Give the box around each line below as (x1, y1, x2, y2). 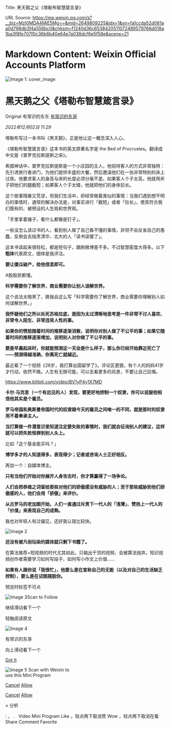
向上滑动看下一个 (5, 647, 41, 653)
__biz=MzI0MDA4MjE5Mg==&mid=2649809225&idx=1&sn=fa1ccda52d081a (5, 20, 164, 26)
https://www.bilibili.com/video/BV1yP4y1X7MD (5, 378, 102, 385)
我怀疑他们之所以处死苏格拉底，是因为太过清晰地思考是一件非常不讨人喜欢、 (5, 310, 165, 316)
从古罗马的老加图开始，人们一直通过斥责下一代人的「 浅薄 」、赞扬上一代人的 (5, 501, 163, 507)
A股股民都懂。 (5, 272, 35, 278)
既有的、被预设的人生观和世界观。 (9, 205, 81, 211)
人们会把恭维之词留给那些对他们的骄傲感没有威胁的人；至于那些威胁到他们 (5, 484, 160, 490)
